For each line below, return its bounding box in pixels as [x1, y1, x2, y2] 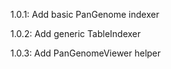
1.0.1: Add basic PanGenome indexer [10, 9, 160, 20]
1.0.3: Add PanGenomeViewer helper [10, 47, 162, 59]
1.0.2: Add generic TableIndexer [10, 28, 142, 39]
